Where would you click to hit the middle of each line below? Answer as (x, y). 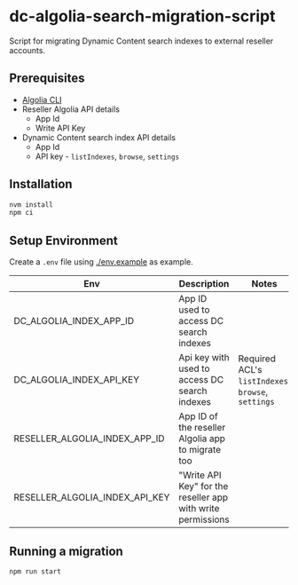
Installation (41, 184)
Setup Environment (63, 240)
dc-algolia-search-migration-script (142, 16)
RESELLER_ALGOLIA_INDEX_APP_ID (90, 439)
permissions (204, 519)
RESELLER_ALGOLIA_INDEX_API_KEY (92, 497)
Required (257, 359)
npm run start (35, 571)
